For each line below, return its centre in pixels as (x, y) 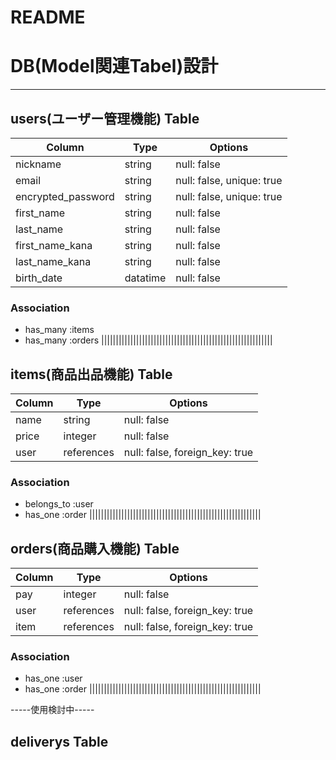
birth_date (39, 278)
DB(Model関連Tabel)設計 (114, 66)
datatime (145, 278)
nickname (38, 164)
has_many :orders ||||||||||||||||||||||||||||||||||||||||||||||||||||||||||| (148, 340)
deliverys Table (59, 741)
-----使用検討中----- (52, 710)
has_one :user (53, 678)
